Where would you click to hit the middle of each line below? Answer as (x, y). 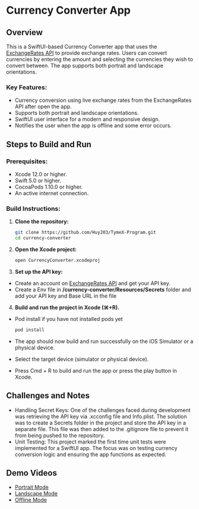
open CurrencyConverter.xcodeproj (57, 260)
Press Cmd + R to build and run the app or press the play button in (96, 370)
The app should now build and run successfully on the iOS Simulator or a (104, 341)
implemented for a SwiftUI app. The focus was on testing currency (96, 448)
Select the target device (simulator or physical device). (82, 359)
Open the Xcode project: (46, 249)
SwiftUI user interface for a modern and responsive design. (87, 119)
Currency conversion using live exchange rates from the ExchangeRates (103, 100)
